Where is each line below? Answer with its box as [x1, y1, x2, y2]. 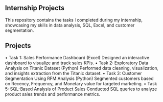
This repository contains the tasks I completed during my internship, [5, 17, 143, 23]
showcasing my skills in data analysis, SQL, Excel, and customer [5, 22, 135, 28]
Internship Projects [5, 4, 65, 12]
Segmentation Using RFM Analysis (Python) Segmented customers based [5, 76, 154, 81]
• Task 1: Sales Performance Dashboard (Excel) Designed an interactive [5, 54, 150, 60]
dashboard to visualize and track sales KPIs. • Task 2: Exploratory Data [5, 60, 148, 66]
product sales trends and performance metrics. [5, 91, 100, 97]
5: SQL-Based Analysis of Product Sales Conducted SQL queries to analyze [5, 86, 157, 92]
